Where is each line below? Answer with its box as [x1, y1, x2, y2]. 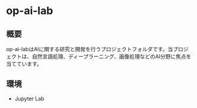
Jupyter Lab [14, 95, 44, 102]
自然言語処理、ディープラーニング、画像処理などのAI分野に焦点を [31, 53, 192, 60]
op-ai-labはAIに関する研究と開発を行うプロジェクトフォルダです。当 [6, 46, 173, 52]
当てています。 [6, 60, 43, 67]
